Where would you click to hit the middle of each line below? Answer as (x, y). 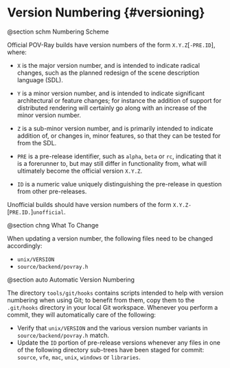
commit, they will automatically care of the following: (82, 315)
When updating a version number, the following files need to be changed (110, 238)
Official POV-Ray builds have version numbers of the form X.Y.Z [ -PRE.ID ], (111, 45)
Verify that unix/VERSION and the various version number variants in (112, 328)
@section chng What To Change (53, 225)
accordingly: (25, 245)
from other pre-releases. (52, 191)
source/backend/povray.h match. (63, 335)
